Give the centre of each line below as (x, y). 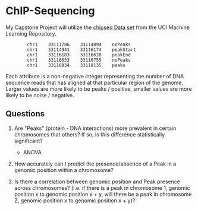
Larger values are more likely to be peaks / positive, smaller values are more (99, 89)
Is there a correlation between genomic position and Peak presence (97, 182)
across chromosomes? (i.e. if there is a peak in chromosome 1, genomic (102, 187)
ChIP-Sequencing (51, 11)
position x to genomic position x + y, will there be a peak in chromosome (103, 194)
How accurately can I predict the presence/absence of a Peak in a (95, 164)
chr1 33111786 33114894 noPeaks (79, 44)
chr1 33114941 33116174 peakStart (81, 50)
